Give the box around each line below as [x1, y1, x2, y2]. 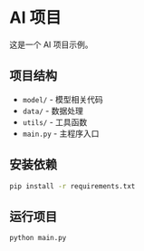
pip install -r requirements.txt [9, 181, 136, 190]
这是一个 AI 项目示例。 [9, 39, 93, 50]
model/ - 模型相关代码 [22, 93, 104, 104]
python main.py [9, 234, 67, 243]
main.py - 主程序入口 [22, 128, 100, 139]
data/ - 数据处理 [22, 105, 83, 116]
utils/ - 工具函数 [22, 116, 88, 127]
